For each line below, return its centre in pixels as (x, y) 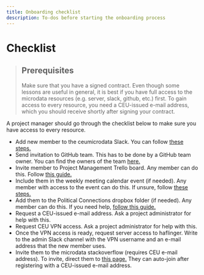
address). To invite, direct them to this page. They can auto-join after (102, 258)
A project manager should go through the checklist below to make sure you (101, 123)
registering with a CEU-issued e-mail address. (74, 265)
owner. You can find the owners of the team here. (78, 161)
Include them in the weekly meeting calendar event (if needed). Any (101, 181)
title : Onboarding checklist (43, 12)
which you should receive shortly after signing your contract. (98, 111)
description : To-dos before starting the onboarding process (86, 18)
